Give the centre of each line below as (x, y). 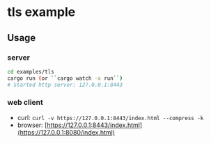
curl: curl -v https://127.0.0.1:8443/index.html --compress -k (110, 117)
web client (25, 103)
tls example (41, 12)
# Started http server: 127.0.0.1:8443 (65, 85)
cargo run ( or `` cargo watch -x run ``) (65, 78)
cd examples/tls (31, 71)
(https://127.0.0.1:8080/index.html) (66, 132)
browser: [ (32, 125)
